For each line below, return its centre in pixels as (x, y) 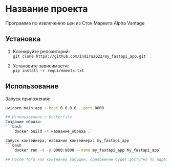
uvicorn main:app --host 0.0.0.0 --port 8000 (55, 108)
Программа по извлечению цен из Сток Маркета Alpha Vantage (75, 23)
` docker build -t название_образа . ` (52, 132)
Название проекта (47, 9)
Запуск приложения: (28, 99)
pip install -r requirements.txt (48, 70)
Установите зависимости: (41, 66)
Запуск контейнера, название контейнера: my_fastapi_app (67, 140)
